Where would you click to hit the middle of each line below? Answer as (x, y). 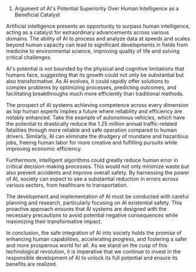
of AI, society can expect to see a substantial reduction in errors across (92, 179)
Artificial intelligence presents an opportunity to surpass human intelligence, (98, 26)
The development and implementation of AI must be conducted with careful (97, 197)
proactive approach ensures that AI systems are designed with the (87, 209)
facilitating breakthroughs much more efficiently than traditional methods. (95, 94)
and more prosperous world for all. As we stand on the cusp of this (87, 245)
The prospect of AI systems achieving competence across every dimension (97, 105)
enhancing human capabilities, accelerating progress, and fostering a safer (97, 239)
